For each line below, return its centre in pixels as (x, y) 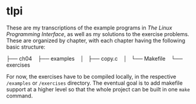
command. (20, 96)
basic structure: (26, 47)
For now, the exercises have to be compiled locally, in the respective (91, 76)
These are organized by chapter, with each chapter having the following (96, 40)
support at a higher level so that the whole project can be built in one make (98, 89)
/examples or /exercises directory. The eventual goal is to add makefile (95, 83)
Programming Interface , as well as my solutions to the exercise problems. (98, 34)
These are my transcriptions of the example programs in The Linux (89, 28)
